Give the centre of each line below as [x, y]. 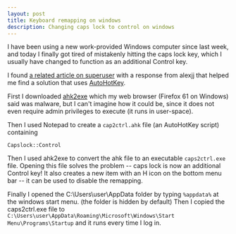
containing [23, 132]
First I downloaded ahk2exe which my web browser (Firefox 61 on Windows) [118, 96]
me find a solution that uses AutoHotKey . [67, 83]
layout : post [26, 14]
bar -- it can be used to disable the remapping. [75, 181]
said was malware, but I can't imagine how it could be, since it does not [111, 104]
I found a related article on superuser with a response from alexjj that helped [118, 75]
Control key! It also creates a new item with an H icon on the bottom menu [114, 174]
